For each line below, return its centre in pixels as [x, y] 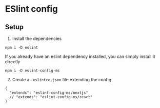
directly [13, 62]
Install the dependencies [37, 38]
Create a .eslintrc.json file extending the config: [62, 80]
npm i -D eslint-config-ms [32, 71]
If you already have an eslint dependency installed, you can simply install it [80, 56]
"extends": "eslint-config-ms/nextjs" [49, 93]
